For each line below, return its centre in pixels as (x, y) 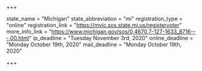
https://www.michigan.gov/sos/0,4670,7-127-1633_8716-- (123, 32)
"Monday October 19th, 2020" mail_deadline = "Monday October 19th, (94, 44)
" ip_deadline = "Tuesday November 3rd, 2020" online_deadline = (111, 38)
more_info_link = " (29, 32)
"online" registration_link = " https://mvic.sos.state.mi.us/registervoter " (94, 25)
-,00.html (18, 38)
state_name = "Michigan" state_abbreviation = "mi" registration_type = (95, 19)
